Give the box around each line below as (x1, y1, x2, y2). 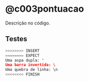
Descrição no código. (5, 20, 50, 26)
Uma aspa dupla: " (5, 58, 44, 63)
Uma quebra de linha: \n (5, 67, 58, 72)
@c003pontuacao (5, 3, 84, 15)
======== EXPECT (5, 53, 40, 58)
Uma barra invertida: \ (5, 62, 56, 68)
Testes (5, 35, 27, 43)
